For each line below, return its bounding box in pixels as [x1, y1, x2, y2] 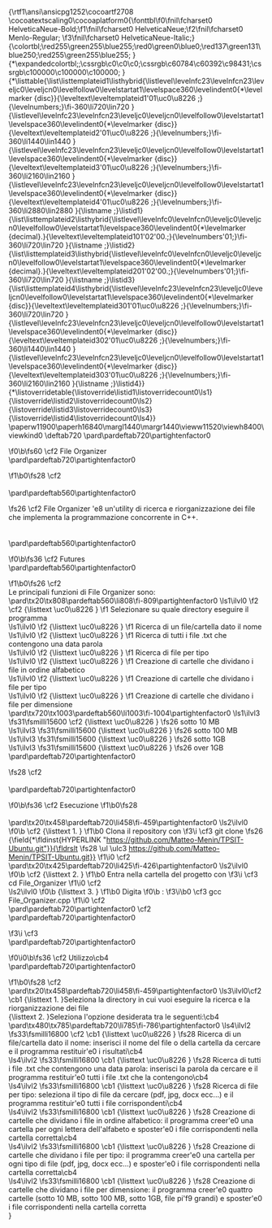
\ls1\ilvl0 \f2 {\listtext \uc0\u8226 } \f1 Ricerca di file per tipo [8, 648, 209, 658]
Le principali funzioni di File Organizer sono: [8, 588, 156, 597]
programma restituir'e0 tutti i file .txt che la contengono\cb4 [8, 1073, 209, 1082]
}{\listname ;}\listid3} [65, 275, 136, 284]
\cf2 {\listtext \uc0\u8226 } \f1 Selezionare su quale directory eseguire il [8, 605, 249, 614]
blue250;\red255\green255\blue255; [8, 50, 132, 59]
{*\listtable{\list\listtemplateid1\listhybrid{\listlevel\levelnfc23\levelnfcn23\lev [8, 76, 265, 85]
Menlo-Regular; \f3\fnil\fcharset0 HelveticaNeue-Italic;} [8, 33, 195, 42]
